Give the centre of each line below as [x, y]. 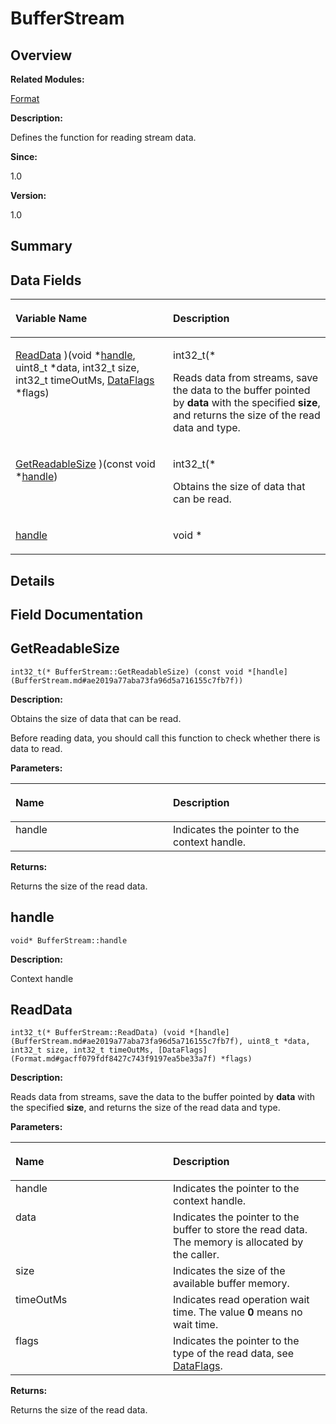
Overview [41, 55]
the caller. [196, 1255]
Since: [24, 156]
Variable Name [51, 319]
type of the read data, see [234, 1354]
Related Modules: [47, 79]
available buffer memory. [231, 1284]
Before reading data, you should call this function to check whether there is [165, 738]
